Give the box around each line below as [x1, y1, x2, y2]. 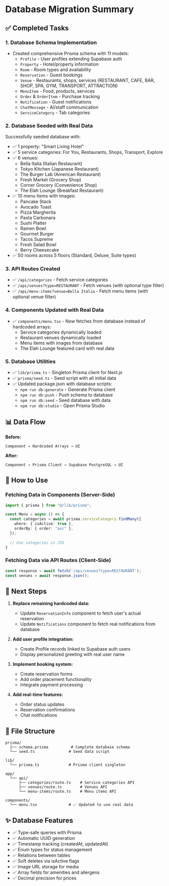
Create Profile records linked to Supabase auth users [20, 646, 131, 652]
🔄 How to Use [5, 476, 48, 485]
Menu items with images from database [20, 340, 103, 346]
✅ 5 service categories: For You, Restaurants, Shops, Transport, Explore [12, 149, 163, 155]
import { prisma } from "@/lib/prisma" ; [5, 503, 92, 508]
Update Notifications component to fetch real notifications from [20, 621, 156, 627]
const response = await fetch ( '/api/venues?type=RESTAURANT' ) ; [5, 568, 142, 573]
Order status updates [20, 701, 65, 707]
